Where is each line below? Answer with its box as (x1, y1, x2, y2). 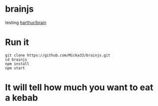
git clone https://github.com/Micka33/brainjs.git (5, 53, 111, 58)
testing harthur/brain (5, 20, 46, 25)
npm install (5, 61, 29, 66)
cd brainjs (5, 57, 27, 62)
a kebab (5, 92, 38, 104)
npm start (5, 65, 25, 70)
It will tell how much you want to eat (5, 82, 154, 93)
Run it (5, 37, 29, 48)
